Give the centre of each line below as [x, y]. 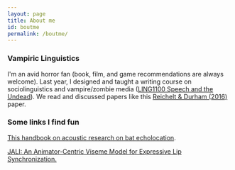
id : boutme [23, 27]
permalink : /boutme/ [38, 34]
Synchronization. [32, 159]
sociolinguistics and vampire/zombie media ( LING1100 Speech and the [110, 89]
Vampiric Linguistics [44, 59]
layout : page [27, 14]
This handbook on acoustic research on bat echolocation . [92, 137]
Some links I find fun [43, 123]
